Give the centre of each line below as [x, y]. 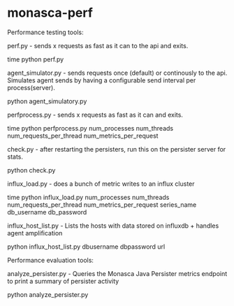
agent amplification [35, 233]
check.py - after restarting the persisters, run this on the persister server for [117, 149]
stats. [15, 156]
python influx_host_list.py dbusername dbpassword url [86, 247]
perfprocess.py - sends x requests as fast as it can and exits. [95, 115]
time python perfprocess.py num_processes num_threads [90, 128]
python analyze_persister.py [48, 294]
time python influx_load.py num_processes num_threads [88, 197]
